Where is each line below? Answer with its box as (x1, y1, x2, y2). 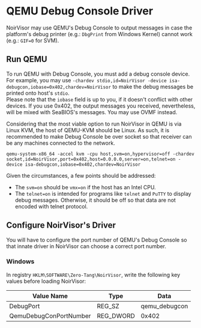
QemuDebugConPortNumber (9, 311, 91, 320)
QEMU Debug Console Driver (6, 4, 154, 18)
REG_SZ (97, 302, 120, 310)
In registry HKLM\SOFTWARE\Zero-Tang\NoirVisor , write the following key (6, 271, 181, 278)
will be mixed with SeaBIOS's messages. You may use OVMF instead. (6, 108, 178, 115)
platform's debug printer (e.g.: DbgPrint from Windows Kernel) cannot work (6, 30, 193, 37)
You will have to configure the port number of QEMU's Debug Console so (6, 236, 187, 243)
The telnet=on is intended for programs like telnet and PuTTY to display (14, 190, 191, 197)
